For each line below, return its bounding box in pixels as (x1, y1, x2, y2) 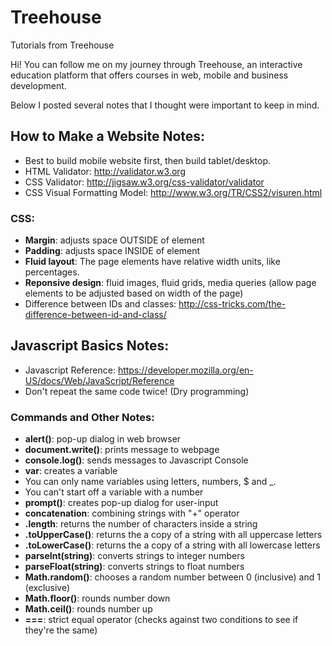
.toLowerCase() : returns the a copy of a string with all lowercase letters (24, 539, 321, 551)
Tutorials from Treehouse (10, 39, 115, 51)
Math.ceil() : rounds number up (24, 603, 153, 615)
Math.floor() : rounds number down (24, 592, 171, 605)
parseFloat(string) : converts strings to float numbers (24, 561, 245, 573)
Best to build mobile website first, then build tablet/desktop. (24, 154, 271, 166)
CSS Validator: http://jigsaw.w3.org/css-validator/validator (24, 176, 265, 188)
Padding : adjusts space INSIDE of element (24, 245, 201, 257)
